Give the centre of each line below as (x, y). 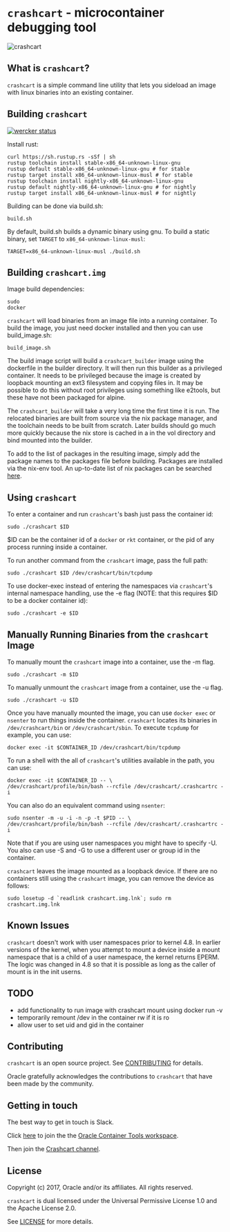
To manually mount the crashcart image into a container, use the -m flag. (111, 662)
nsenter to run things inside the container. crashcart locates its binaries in (112, 720)
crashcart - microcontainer (86, 13)
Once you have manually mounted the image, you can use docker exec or (112, 713)
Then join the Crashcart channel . (54, 1149)
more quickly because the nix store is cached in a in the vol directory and (111, 433)
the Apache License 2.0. (42, 1208)
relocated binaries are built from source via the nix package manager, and (112, 418)
